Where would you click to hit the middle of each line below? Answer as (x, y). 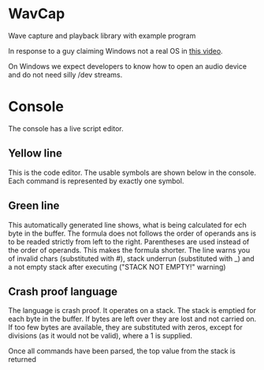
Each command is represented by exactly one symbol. (96, 181)
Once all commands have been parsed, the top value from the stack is (122, 351)
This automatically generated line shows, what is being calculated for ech (127, 225)
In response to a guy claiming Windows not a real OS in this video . (115, 51)
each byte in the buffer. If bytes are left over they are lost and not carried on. (132, 319)
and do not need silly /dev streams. (65, 74)
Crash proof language (63, 291)
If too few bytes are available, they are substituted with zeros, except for (125, 327)
